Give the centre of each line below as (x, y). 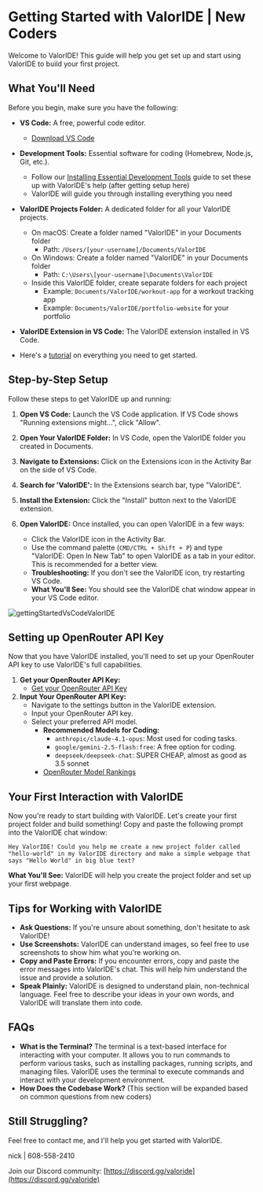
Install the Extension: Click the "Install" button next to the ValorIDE (128, 500)
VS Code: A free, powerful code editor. (83, 123)
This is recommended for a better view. (95, 564)
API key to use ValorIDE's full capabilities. (75, 664)
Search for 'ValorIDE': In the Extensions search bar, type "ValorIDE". (130, 485)
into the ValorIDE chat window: (58, 833)
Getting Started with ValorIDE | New (127, 17)
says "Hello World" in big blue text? (71, 861)
